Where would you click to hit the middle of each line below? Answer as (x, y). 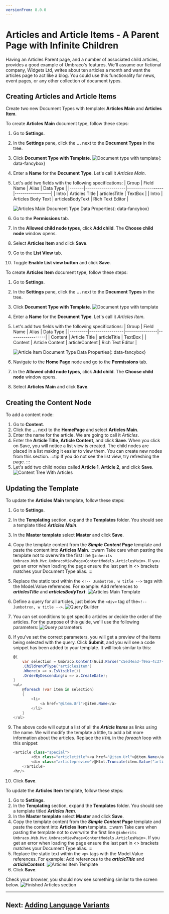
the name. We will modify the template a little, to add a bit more (78, 733)
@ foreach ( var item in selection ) (58, 690)
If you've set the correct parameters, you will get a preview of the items (87, 637)
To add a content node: (30, 415)
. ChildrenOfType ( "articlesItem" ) (57, 666)
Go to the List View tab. (37, 253)
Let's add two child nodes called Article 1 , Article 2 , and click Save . (83, 467)
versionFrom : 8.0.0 (26, 10)
